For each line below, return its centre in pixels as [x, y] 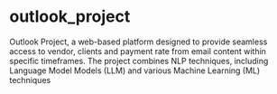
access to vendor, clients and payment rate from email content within [138, 51]
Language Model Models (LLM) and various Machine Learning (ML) [135, 70]
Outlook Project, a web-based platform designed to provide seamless [138, 42]
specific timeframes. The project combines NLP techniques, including [139, 61]
